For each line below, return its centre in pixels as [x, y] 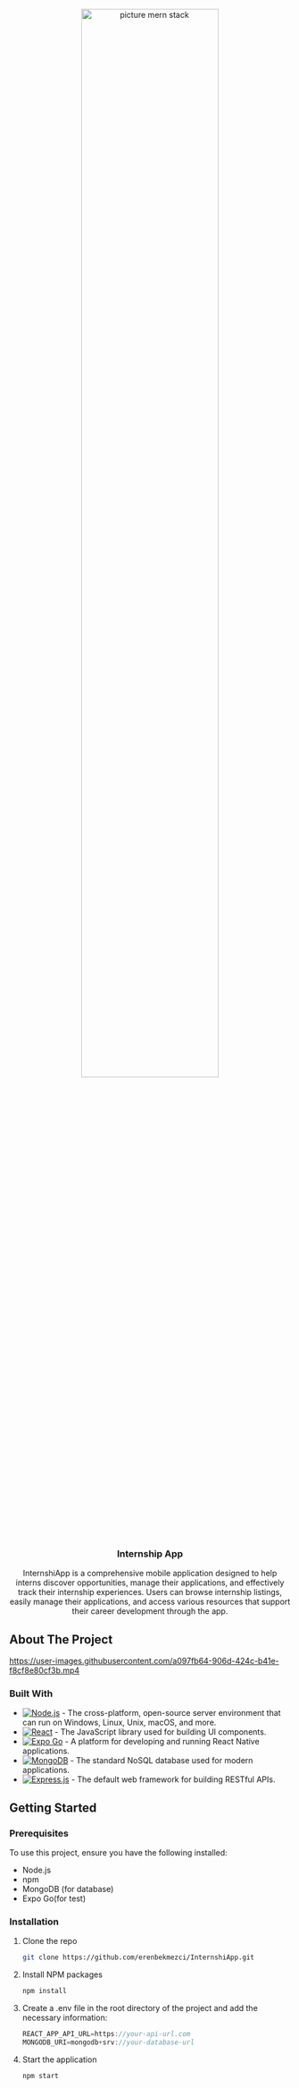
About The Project [61, 1639]
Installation [34, 1922]
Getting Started [53, 1808]
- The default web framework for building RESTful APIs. [173, 1779]
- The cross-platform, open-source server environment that [171, 1713]
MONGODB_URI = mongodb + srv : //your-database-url [108, 2042]
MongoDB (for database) [68, 1889]
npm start [41, 2075]
